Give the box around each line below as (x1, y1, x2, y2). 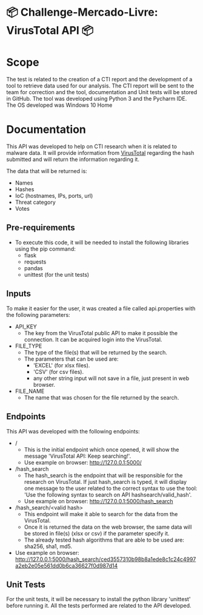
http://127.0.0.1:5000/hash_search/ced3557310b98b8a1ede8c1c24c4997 (15, 556, 196, 563)
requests (24, 258, 47, 265)
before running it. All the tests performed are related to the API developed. (6, 602, 192, 610)
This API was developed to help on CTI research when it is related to (6, 143, 178, 150)
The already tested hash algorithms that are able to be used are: (24, 536, 185, 543)
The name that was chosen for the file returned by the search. (24, 393, 179, 401)
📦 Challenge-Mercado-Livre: (6, 5, 158, 19)
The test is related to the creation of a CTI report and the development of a (6, 76, 193, 83)
